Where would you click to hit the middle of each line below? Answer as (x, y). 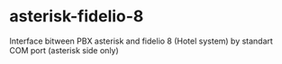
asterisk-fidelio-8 (77, 16)
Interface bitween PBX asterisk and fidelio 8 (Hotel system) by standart (141, 41)
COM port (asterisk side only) (64, 50)
